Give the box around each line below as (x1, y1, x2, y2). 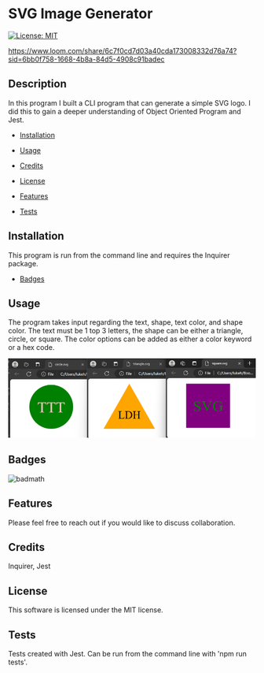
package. (8, 258, 38, 268)
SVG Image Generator (8, 5, 153, 23)
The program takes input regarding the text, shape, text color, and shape (8, 318, 244, 327)
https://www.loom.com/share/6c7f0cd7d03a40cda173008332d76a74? (8, 46, 237, 55)
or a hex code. (8, 343, 55, 352)
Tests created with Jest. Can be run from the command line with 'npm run (8, 649, 247, 658)
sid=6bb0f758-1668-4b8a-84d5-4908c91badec (8, 54, 165, 64)
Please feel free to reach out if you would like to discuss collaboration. (8, 518, 236, 527)
